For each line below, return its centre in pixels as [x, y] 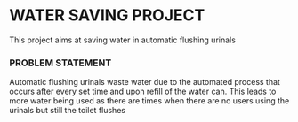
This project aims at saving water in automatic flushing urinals [122, 40]
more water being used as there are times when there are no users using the [149, 101]
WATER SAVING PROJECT [107, 15]
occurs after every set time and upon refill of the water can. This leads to [143, 91]
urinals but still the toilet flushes [68, 111]
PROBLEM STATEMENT [60, 63]
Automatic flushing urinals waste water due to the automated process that [145, 82]
